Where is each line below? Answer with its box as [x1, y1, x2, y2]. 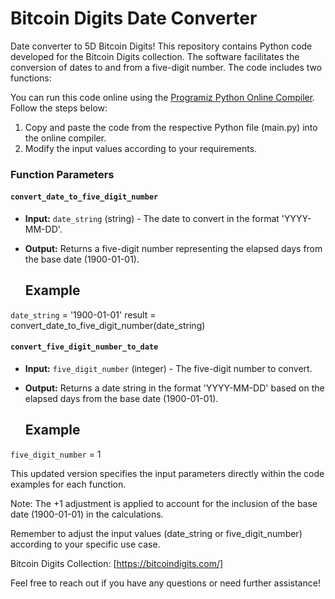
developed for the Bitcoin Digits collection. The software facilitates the [10, 50, 300, 62]
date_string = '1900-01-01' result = [10, 308, 157, 321]
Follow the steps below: [10, 102, 108, 114]
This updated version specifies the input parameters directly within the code [10, 467, 325, 479]
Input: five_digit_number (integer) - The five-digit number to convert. [24, 363, 313, 375]
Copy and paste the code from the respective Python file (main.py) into [24, 121, 318, 133]
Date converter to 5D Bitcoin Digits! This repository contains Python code [10, 40, 313, 52]
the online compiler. [24, 132, 107, 144]
